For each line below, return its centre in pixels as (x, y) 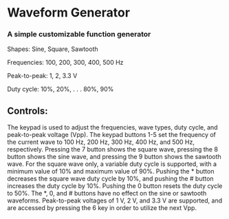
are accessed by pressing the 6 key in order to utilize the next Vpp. (102, 208)
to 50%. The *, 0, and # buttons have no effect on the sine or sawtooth (107, 194)
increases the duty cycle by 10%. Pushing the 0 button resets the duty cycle (115, 186)
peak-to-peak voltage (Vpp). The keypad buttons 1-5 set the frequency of (112, 135)
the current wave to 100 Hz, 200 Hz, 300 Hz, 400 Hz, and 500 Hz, (101, 142)
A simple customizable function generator (79, 34)
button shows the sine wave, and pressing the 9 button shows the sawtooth (114, 157)
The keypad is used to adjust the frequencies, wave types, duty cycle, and (112, 127)
